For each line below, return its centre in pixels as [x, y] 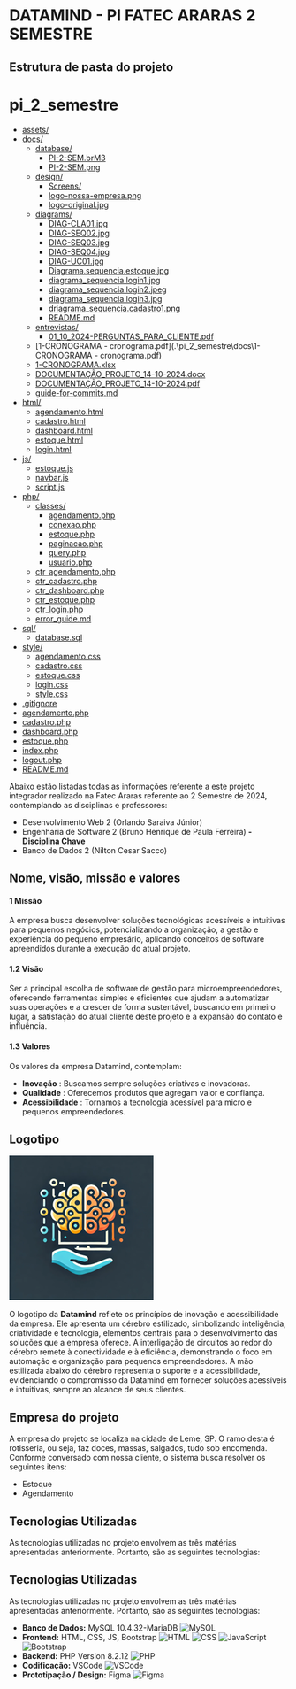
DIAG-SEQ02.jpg [79, 233]
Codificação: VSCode [62, 1665]
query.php [67, 552]
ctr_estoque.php [65, 599]
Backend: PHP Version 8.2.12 [75, 1655]
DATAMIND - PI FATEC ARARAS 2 [133, 15]
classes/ [50, 505]
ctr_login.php [59, 609]
